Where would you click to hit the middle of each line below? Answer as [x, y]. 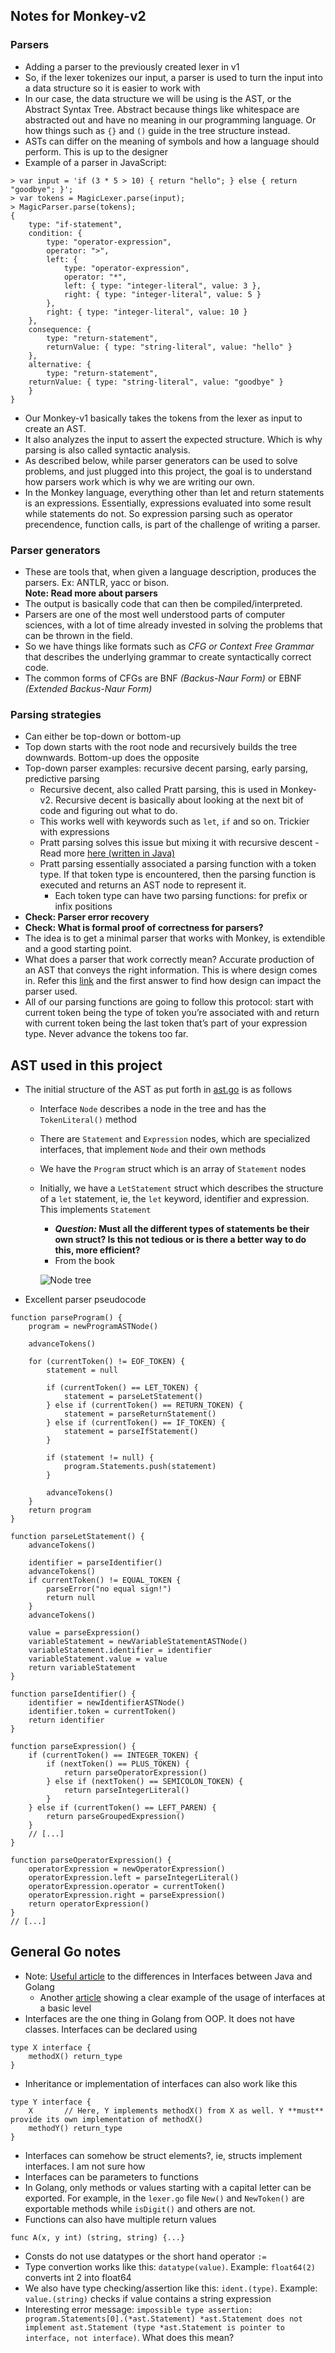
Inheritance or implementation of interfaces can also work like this [161, 2083]
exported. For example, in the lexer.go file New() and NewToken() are [164, 2198]
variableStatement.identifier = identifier [120, 1650]
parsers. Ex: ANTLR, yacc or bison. [97, 582]
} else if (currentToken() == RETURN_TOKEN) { [145, 1405]
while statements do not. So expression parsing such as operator [158, 513]
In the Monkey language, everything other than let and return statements [174, 492]
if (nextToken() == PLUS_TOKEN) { [118, 1764]
